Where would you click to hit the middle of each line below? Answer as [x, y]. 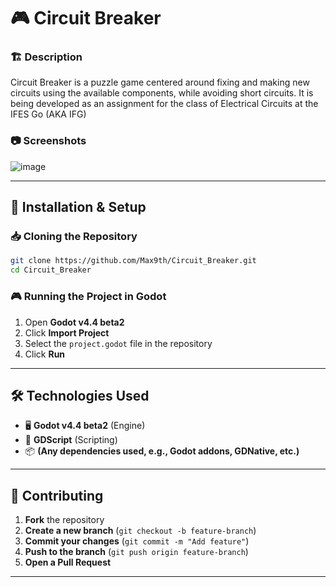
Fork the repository [64, 520]
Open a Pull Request [68, 562]
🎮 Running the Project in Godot [88, 297]
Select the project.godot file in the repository [118, 343]
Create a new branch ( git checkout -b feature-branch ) [140, 531]
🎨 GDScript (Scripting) [71, 440]
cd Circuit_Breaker [51, 270]
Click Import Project [67, 332]
